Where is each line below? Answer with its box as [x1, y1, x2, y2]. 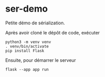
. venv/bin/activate [5, 44, 49, 49]
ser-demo [5, 3, 48, 15]
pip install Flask [5, 48, 44, 53]
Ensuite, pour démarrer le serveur [5, 57, 76, 63]
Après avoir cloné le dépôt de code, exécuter [5, 29, 100, 35]
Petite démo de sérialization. [5, 20, 65, 26]
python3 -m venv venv [5, 39, 51, 45]
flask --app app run [5, 67, 49, 72]
